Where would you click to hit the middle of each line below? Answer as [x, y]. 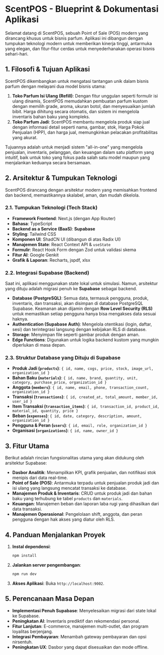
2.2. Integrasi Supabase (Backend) [47, 273]
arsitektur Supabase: [26, 463]
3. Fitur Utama [27, 446]
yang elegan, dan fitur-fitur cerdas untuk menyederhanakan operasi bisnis [80, 49]
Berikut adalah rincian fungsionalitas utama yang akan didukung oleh [75, 458]
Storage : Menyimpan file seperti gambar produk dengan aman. [76, 335]
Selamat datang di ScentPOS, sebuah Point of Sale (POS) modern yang [77, 33]
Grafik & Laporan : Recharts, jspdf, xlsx [51, 260]
